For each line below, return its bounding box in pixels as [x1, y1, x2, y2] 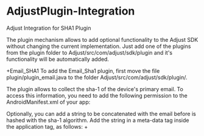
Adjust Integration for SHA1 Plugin [6, 24, 91, 32]
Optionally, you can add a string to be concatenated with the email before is [6, 110, 196, 117]
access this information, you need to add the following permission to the [6, 92, 188, 99]
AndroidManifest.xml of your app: [6, 98, 91, 106]
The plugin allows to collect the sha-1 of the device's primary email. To [6, 85, 184, 92]
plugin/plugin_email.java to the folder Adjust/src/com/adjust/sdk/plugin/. [6, 73, 188, 81]
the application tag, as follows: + [6, 123, 88, 130]
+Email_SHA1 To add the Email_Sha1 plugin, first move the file [6, 67, 160, 74]
